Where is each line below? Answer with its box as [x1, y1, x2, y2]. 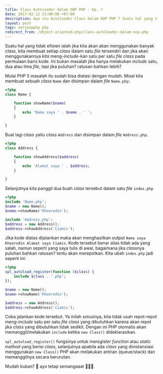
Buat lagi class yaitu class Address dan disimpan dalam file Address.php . [5, 132, 148, 138]
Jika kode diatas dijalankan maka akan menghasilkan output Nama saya [5, 235, 146, 241]
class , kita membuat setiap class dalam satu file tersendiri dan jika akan [5, 48, 148, 54]
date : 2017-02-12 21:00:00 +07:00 [5, 12, 75, 16]
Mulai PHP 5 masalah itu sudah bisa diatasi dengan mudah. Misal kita [5, 73, 143, 79]
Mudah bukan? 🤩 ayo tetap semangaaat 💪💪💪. [5, 363, 95, 369]
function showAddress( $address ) [14, 154, 79, 159]
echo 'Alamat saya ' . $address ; [22, 163, 90, 168]
